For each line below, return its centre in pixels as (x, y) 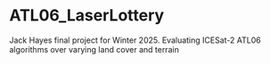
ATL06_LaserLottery (87, 16)
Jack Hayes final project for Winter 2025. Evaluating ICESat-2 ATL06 (135, 40)
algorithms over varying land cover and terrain (94, 49)
